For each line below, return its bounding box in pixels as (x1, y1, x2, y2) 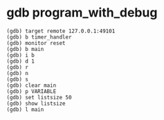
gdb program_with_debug (6, 5, 158, 21)
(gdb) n (6, 70, 29, 77)
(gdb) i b (6, 52, 35, 59)
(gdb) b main (6, 46, 44, 52)
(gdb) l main (6, 106, 44, 113)
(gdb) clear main (6, 81, 57, 89)
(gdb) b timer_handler (6, 33, 72, 41)
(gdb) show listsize (6, 100, 66, 107)
